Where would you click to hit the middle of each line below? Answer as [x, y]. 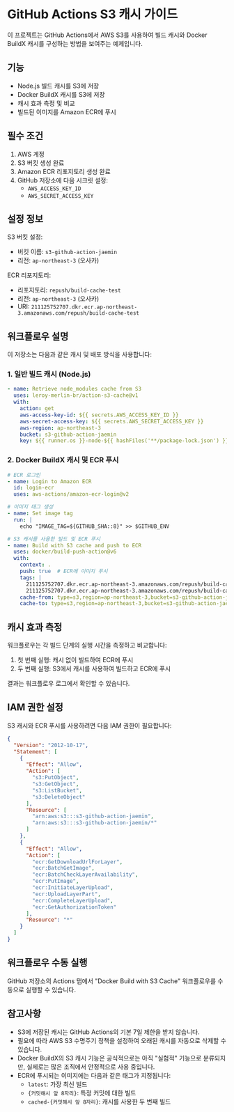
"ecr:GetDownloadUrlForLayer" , [78, 862]
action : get [37, 409]
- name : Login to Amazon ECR [49, 481]
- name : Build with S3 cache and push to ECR [74, 545]
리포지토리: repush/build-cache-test [69, 290]
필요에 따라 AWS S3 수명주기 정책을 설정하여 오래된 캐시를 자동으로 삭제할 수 [122, 1040]
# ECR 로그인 [24, 475]
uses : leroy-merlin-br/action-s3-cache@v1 [76, 396]
